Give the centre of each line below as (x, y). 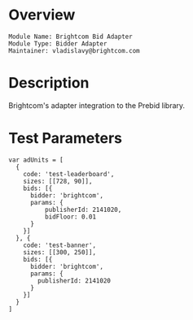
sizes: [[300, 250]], (59, 252)
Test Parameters (66, 138)
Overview (42, 15)
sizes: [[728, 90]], (58, 181)
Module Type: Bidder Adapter (58, 43)
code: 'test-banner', (59, 245)
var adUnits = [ (36, 160)
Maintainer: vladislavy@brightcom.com (74, 50)
